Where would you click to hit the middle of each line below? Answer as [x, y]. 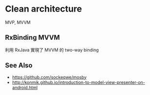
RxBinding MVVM [32, 38]
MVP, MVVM [18, 22]
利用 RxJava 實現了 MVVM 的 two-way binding [52, 50]
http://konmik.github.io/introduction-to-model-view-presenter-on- [78, 82]
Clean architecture [44, 9]
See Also [19, 66]
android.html [25, 87]
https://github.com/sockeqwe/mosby [49, 77]
